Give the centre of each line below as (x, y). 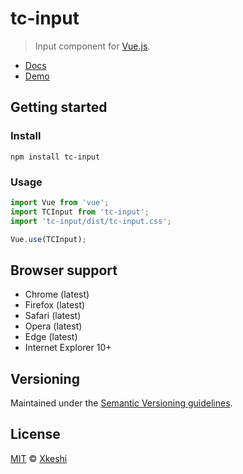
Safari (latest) (53, 316)
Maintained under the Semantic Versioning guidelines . (121, 403)
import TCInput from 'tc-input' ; (80, 212)
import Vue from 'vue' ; (60, 202)
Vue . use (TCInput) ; (48, 239)
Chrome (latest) (57, 294)
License (35, 434)
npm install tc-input (55, 157)
